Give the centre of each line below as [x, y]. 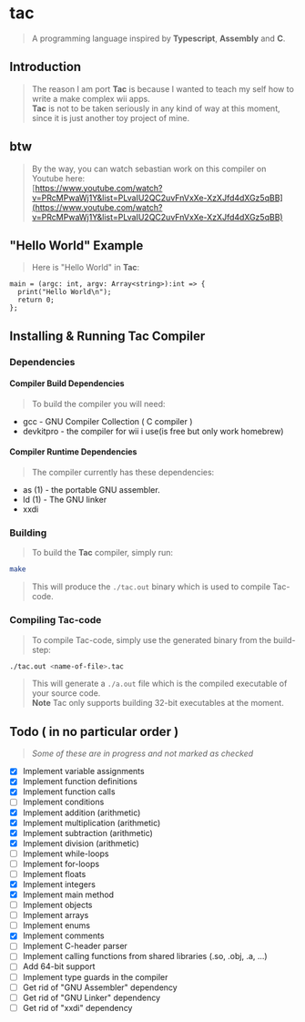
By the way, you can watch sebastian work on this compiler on [149, 169]
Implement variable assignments [83, 772]
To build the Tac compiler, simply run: [102, 553]
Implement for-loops [61, 864]
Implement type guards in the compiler [95, 976]
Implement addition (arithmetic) [81, 812]
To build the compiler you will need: [98, 404]
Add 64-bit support [59, 966]
